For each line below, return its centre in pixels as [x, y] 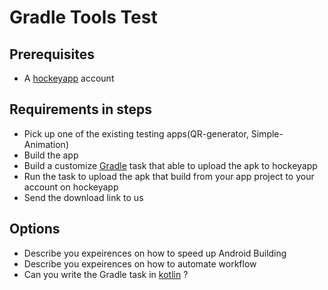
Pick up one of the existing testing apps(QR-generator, [136, 133]
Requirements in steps [81, 109]
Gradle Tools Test [83, 17]
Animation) [46, 144]
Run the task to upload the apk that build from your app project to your [169, 176]
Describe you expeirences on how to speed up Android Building [155, 253]
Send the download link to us [83, 197]
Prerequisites [52, 54]
